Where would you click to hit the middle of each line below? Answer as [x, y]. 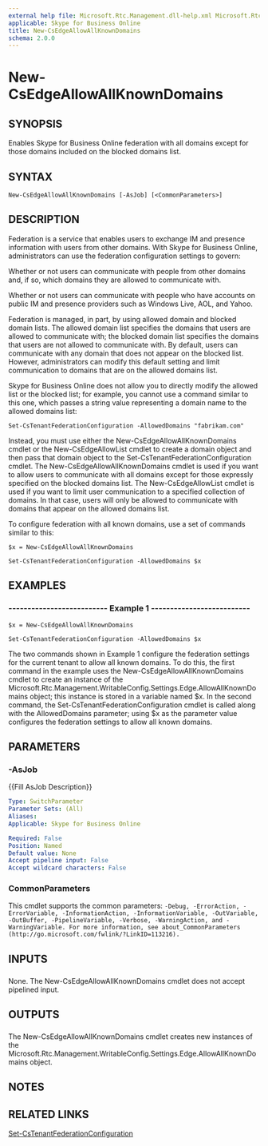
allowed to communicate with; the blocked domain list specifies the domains [134, 336]
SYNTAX [31, 177]
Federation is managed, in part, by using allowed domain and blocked [122, 319]
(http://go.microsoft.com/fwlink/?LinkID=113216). [94, 935]
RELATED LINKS [49, 1114]
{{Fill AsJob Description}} [50, 787]
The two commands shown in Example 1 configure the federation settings [129, 654]
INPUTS [28, 959]
